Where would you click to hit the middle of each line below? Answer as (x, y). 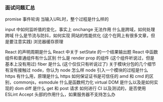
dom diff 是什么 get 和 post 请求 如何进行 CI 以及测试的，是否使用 (80, 88)
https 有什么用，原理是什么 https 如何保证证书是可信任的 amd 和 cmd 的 (77, 76)
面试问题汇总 (20, 7)
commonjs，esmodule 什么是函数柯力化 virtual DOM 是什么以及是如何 (84, 82)
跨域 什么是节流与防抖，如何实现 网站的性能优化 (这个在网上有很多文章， (78, 35)
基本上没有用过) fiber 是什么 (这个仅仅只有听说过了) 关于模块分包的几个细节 (81, 64)
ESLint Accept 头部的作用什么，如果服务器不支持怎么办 (60, 94)
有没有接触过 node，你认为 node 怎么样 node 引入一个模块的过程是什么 (77, 70)
